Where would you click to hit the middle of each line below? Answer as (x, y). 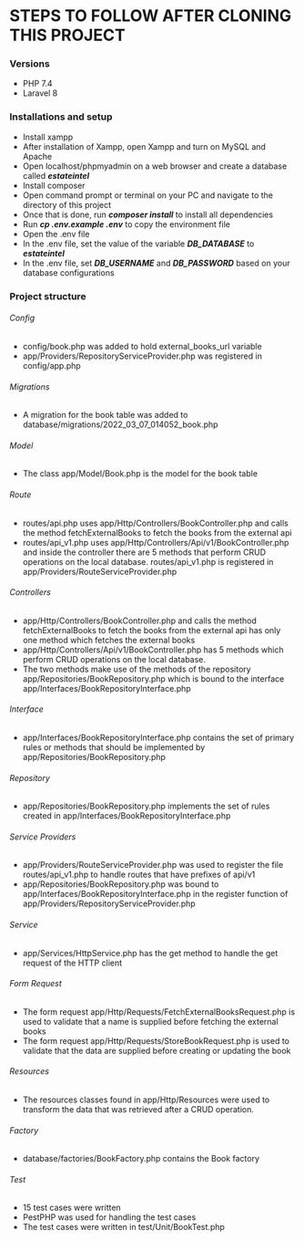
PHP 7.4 (37, 84)
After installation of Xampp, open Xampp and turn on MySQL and (144, 146)
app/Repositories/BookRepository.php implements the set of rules (146, 806)
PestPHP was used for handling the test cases (109, 1217)
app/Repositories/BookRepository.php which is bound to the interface (153, 678)
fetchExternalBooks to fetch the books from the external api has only (152, 630)
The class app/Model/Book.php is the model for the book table (140, 474)
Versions (30, 64)
